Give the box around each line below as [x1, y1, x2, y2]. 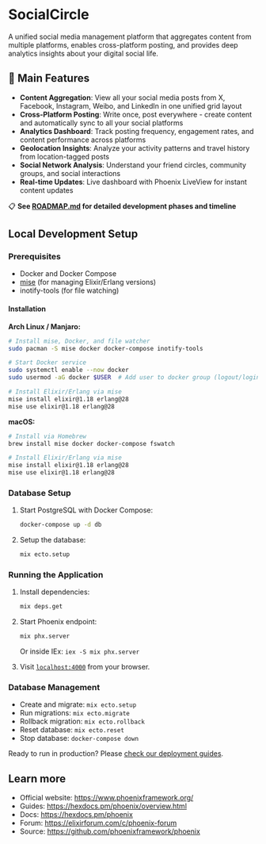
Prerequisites [8, 251, 61, 263]
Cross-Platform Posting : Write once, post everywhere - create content [19, 109, 253, 119]
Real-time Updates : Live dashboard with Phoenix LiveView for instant [19, 177, 248, 186]
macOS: [8, 416, 36, 426]
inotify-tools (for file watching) [19, 286, 120, 295]
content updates [19, 185, 74, 195]
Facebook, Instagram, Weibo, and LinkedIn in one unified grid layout [19, 101, 242, 110]
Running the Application [8, 569, 104, 580]
